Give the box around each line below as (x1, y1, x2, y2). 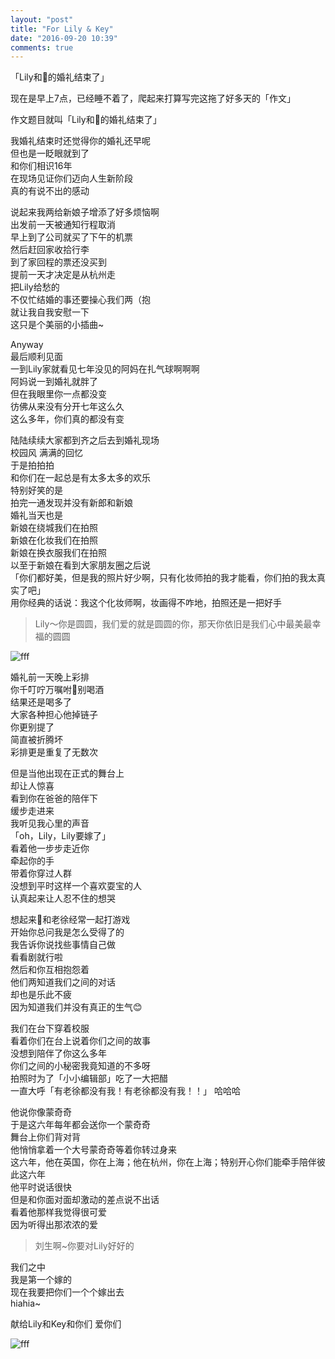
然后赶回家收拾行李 (10, 244, 90, 256)
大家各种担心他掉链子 (10, 709, 98, 721)
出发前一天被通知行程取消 (10, 219, 116, 231)
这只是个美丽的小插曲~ (10, 319, 105, 331)
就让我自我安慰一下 (10, 306, 90, 318)
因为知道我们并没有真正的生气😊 (10, 1001, 143, 1013)
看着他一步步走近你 (10, 842, 90, 855)
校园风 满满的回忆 (10, 447, 83, 459)
